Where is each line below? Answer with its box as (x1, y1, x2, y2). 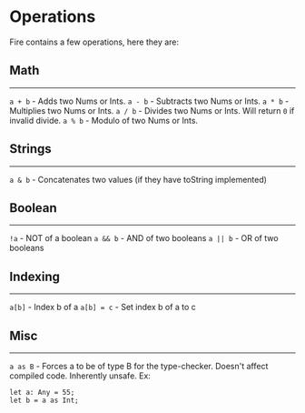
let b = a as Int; (9, 396, 79, 405)
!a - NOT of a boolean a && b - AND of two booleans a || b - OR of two (9, 233, 279, 244)
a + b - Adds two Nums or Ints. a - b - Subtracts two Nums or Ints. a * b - (9, 96, 290, 106)
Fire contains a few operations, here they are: (9, 36, 180, 47)
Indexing (9, 268, 61, 284)
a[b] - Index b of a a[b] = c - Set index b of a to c (9, 302, 197, 313)
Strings (9, 141, 52, 156)
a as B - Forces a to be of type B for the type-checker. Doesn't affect (9, 361, 269, 371)
